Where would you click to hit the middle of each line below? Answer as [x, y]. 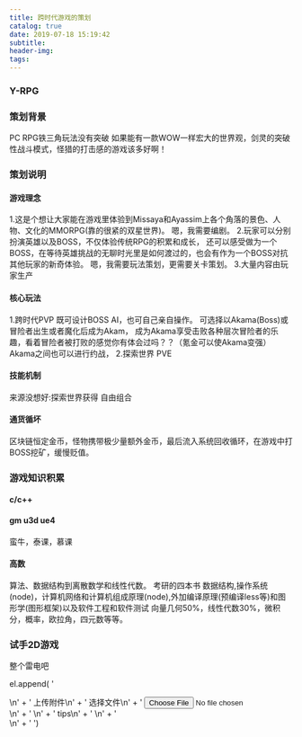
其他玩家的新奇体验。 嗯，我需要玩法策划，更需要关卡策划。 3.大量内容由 [145, 264]
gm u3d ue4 [32, 520]
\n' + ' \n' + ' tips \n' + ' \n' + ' [63, 714]
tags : [19, 59]
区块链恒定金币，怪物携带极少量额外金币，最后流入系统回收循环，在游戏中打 [151, 440]
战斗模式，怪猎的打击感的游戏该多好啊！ [92, 149]
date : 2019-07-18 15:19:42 [60, 34]
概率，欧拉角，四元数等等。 [76, 619]
